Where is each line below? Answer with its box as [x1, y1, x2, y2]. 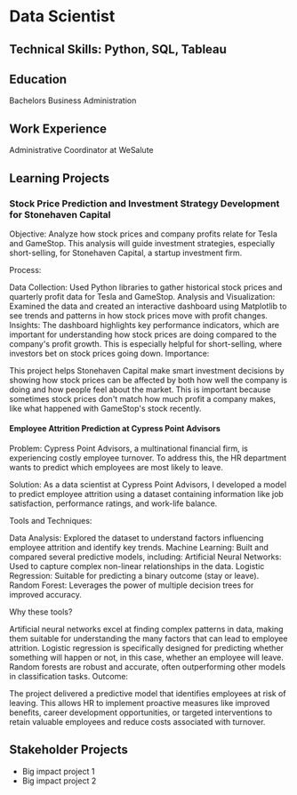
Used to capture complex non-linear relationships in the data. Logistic [9, 561, 265, 572]
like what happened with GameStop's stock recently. [9, 403, 202, 414]
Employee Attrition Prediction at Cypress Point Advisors [9, 423, 221, 434]
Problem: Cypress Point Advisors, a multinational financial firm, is [9, 443, 249, 454]
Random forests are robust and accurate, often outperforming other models [9, 662, 286, 672]
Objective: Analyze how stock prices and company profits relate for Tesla [9, 229, 277, 239]
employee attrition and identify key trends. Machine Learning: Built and [9, 542, 269, 553]
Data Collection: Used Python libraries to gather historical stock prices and [9, 282, 283, 293]
